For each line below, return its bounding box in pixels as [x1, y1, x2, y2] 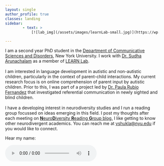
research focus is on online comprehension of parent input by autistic [5, 79, 145, 85]
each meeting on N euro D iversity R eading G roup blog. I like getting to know [5, 116, 156, 121]
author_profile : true [5, 12, 49, 17]
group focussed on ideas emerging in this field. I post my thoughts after [5, 110, 149, 116]
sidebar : [5, 21, 23, 26]
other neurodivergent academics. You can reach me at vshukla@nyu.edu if [5, 120, 156, 126]
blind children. [5, 95, 34, 100]
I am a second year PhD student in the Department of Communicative [5, 47, 145, 53]
